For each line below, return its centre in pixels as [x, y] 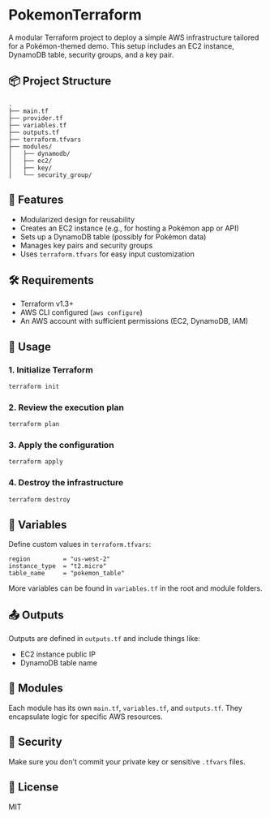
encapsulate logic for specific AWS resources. [86, 717]
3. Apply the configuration [62, 446]
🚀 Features [36, 200]
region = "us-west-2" [60, 559]
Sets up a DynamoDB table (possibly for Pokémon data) [113, 236]
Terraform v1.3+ [47, 304]
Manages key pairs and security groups [86, 245]
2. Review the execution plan [66, 407]
